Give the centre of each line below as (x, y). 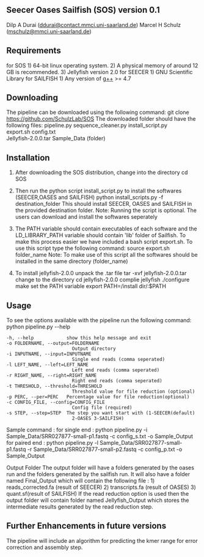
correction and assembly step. (45, 547)
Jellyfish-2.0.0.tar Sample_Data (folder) (56, 138)
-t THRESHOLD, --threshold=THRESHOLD (54, 386)
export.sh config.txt (31, 132)
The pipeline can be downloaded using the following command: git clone (98, 112)
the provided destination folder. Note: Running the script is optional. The (106, 210)
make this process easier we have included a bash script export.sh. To (104, 242)
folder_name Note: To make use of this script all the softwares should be (106, 255)
